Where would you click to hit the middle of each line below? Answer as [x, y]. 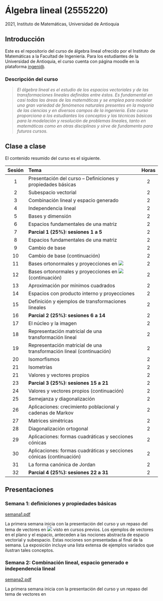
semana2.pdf [18, 579]
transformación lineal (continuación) [70, 351]
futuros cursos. [32, 131]
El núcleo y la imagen [52, 323]
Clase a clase [25, 146]
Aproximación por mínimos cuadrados [72, 285]
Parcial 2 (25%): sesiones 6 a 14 [67, 315]
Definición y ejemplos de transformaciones [77, 301]
